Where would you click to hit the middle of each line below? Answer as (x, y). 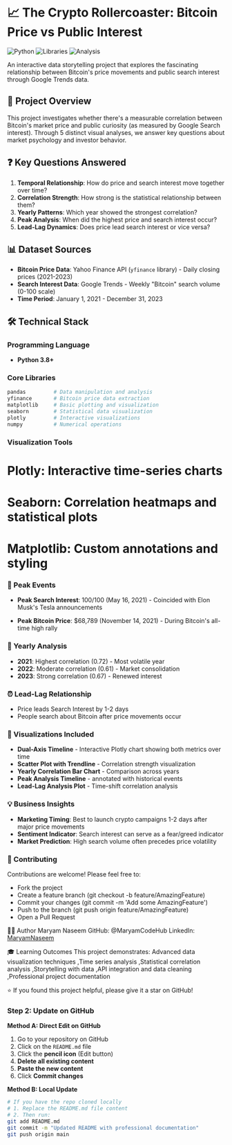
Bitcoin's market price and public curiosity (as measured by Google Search (114, 125)
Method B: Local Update (42, 1090)
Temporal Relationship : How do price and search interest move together (121, 183)
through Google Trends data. (48, 79)
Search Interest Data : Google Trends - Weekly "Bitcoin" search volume (119, 285)
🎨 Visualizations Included (51, 734)
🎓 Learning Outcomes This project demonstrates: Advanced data (101, 951)
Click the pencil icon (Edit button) (65, 1054)
